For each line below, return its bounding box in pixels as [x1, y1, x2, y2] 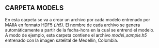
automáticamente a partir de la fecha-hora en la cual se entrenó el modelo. [5, 27, 155, 33]
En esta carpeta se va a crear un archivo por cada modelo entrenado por [5, 16, 150, 22]
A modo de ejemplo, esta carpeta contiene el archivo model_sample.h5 [5, 32, 147, 38]
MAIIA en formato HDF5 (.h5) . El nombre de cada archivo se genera [5, 22, 140, 28]
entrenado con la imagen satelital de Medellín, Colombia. [5, 37, 119, 43]
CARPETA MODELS [5, 4, 64, 12]
